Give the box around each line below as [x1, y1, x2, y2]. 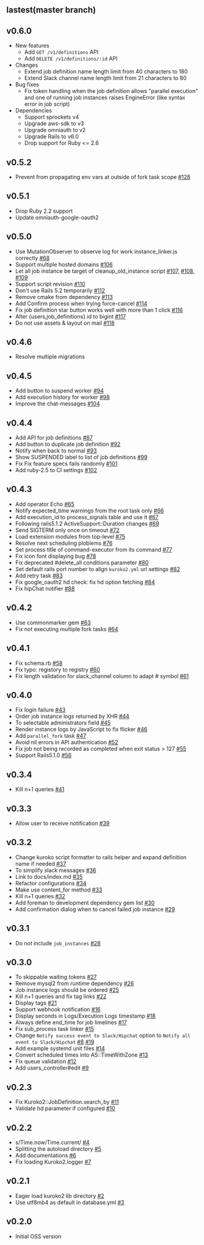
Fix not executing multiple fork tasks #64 [15, 625, 118, 632]
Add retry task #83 [15, 572, 63, 579]
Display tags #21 [15, 999, 57, 1007]
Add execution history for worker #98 [15, 394, 110, 401]
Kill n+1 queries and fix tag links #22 [15, 993, 107, 1000]
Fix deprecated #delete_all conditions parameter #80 [15, 559, 149, 566]
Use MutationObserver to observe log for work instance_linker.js [15, 248, 178, 255]
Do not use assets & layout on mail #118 [15, 319, 115, 327]
